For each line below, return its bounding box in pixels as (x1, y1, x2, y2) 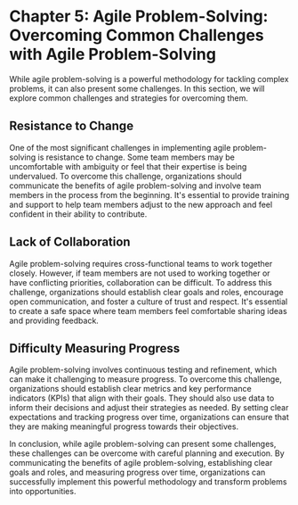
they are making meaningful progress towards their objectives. (9, 421, 238, 432)
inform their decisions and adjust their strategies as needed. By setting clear (9, 402, 289, 413)
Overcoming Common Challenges (9, 25, 264, 46)
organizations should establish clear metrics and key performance (9, 384, 252, 394)
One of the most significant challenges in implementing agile (9, 142, 231, 153)
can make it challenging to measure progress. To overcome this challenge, (9, 374, 283, 385)
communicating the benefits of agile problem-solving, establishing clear (9, 458, 273, 468)
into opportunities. (9, 486, 77, 497)
